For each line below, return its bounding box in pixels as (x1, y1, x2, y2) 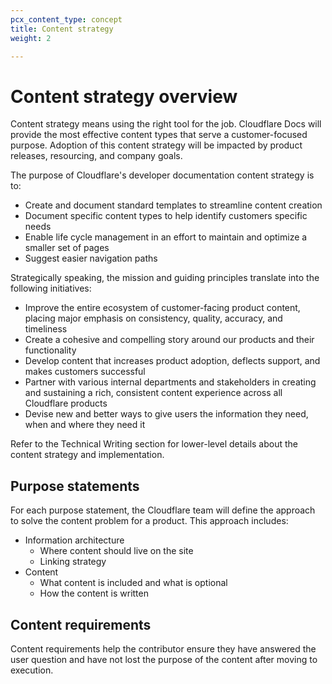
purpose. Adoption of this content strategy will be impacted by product (10, 139, 303, 151)
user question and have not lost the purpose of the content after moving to (10, 653, 318, 665)
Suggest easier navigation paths (24, 252, 158, 265)
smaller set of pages (24, 242, 110, 254)
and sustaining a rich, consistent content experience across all (24, 387, 283, 399)
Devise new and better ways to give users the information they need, (24, 408, 309, 420)
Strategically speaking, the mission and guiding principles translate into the (10, 272, 320, 284)
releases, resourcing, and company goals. (10, 150, 183, 162)
